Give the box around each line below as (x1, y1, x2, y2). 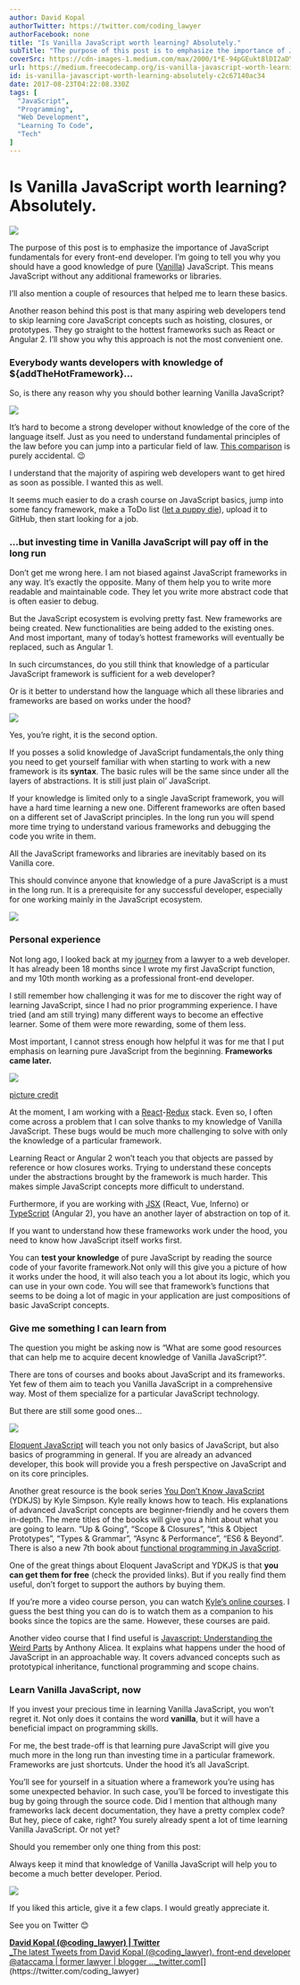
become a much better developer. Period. (9, 1869, 162, 1879)
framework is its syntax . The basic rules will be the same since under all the (9, 766, 289, 777)
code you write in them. (9, 831, 96, 842)
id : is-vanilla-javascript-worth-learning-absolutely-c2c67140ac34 (9, 72, 266, 81)
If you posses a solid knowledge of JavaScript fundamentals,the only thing (9, 747, 284, 757)
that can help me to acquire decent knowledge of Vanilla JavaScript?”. (9, 1351, 267, 1362)
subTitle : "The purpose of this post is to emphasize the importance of (9, 47, 286, 56)
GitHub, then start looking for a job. (9, 513, 139, 524)
